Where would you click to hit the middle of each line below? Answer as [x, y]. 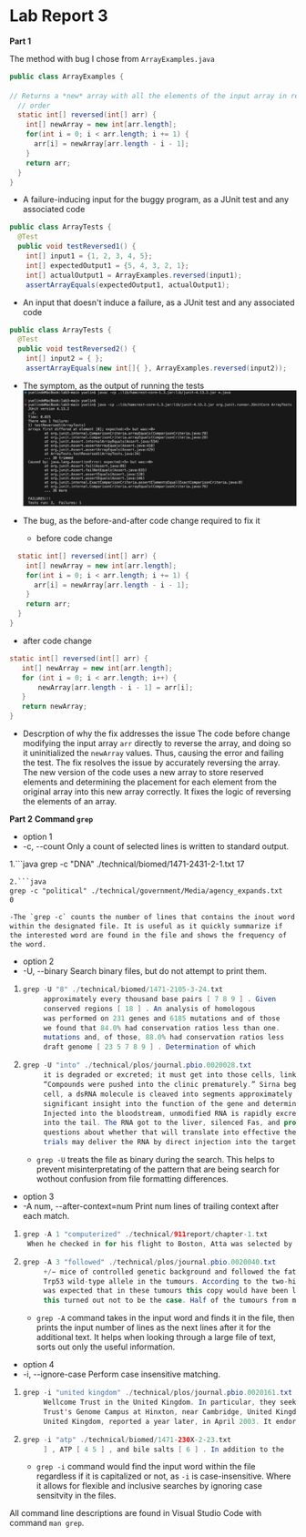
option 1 [37, 837]
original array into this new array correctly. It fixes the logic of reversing [157, 792]
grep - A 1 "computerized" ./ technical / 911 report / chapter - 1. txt [145, 1235]
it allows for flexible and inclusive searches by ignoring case [149, 1486]
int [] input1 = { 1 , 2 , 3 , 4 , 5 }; [89, 256]
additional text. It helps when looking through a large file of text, [156, 1337]
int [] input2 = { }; [65, 359]
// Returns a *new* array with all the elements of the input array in [148, 96]
